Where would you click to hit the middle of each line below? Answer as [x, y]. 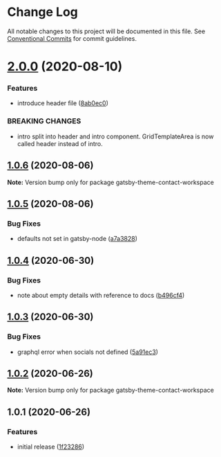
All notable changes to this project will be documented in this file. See [106, 31]
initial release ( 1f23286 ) [51, 447]
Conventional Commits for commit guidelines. [72, 38]
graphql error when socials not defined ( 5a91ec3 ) [88, 352]
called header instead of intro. [60, 143]
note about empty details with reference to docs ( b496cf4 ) [101, 295]
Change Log [42, 12]
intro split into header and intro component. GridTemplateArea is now [115, 136]
